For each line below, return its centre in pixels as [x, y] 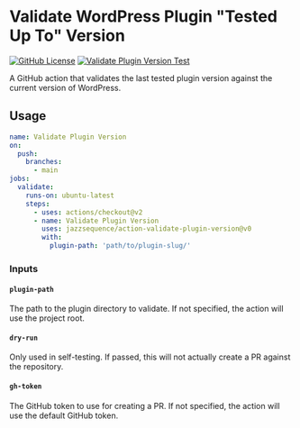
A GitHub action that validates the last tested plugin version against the [141, 77]
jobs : [19, 179]
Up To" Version [68, 36]
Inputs [24, 269]
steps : [38, 204]
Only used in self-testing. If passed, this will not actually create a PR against [150, 357]
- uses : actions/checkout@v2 [88, 212]
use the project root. [47, 318]
